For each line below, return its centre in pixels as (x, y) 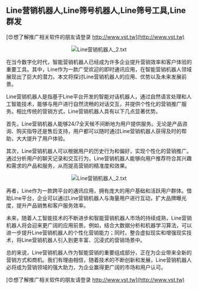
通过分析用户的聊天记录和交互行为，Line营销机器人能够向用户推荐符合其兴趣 (99, 158)
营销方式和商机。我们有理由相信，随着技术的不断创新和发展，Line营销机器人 (99, 260)
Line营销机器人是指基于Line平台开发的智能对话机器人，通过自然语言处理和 (96, 97)
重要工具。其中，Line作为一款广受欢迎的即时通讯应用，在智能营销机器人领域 (99, 69)
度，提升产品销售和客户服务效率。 (47, 205)
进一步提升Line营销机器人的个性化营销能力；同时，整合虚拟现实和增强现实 (96, 232)
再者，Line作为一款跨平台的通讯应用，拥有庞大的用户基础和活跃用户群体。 (96, 191)
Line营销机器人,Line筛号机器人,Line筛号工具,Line (96, 11)
